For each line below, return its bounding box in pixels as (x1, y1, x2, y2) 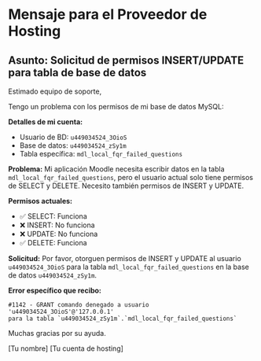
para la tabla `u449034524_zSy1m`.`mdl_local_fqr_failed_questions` (8, 315, 237, 322)
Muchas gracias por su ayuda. (8, 329, 106, 337)
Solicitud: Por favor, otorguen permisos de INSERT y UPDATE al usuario (8, 254, 241, 263)
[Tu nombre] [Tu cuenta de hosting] (8, 344, 124, 353)
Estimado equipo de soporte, (8, 87, 102, 96)
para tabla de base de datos (8, 65, 147, 79)
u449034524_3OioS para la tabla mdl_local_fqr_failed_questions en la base (8, 262, 249, 271)
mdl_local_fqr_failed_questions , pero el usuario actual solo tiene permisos (8, 173, 254, 182)
